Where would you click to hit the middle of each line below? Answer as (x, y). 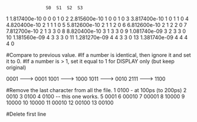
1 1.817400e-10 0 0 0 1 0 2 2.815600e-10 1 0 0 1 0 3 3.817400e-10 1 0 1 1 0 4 (97, 19)
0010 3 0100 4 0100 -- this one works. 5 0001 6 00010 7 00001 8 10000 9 (96, 96)
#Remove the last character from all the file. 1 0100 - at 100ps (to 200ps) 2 (96, 90)
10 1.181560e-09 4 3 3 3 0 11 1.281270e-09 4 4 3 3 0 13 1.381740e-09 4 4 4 (97, 37)
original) (16, 67)
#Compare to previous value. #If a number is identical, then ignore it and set (98, 55)
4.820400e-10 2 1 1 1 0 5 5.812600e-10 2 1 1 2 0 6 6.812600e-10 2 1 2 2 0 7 (97, 25)
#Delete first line (26, 114)
